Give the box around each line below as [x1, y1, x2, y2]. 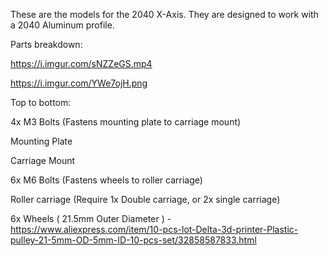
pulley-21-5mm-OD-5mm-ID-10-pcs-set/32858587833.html [10, 234, 257, 246]
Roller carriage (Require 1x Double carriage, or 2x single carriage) [10, 194, 281, 205]
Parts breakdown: [10, 39, 83, 50]
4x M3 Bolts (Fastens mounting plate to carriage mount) [10, 116, 242, 128]
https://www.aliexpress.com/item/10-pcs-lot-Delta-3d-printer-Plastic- [10, 224, 299, 235]
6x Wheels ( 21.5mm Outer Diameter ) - [10, 213, 172, 224]
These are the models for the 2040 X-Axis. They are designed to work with [10, 9, 319, 20]
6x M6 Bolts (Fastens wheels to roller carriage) [10, 174, 203, 186]
